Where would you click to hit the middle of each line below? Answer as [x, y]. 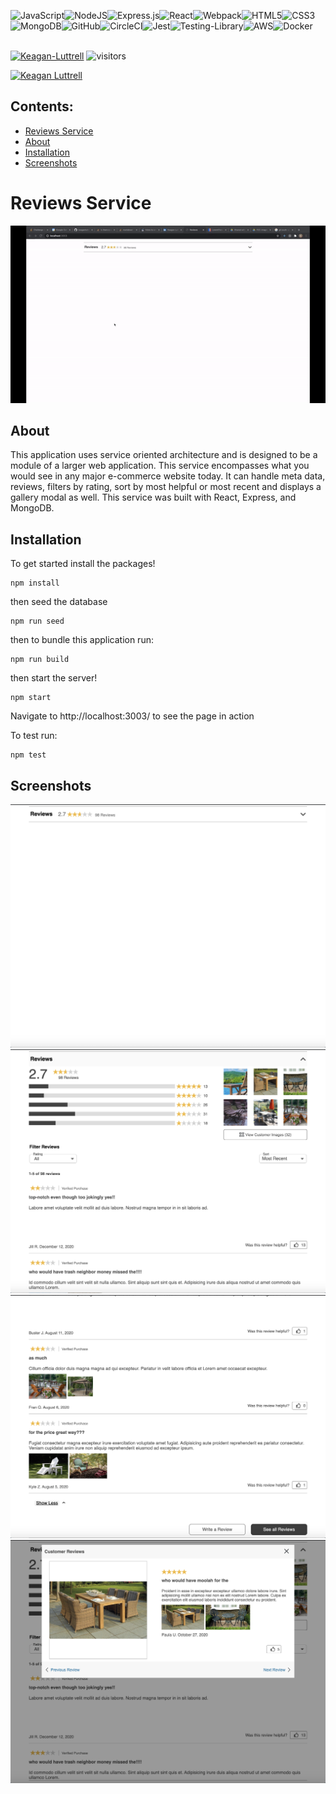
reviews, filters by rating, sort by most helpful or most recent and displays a [166, 487]
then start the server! [54, 678]
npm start [31, 698]
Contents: [42, 106]
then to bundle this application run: [82, 640]
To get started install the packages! [83, 564]
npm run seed [37, 621]
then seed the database [59, 602]
